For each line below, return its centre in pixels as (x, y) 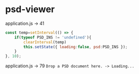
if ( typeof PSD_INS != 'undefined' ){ (53, 37)
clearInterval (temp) (45, 42)
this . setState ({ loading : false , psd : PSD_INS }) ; (76, 47)
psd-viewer (30, 9)
